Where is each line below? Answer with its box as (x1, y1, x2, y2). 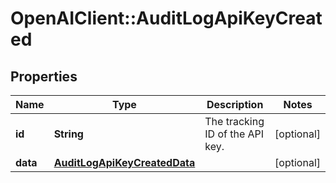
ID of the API (204, 127, 265, 141)
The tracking (204, 115, 265, 128)
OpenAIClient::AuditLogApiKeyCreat (10, 7, 323, 30)
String (53, 127, 84, 141)
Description (206, 98, 264, 111)
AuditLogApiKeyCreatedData (53, 156, 196, 169)
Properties (10, 68, 78, 85)
